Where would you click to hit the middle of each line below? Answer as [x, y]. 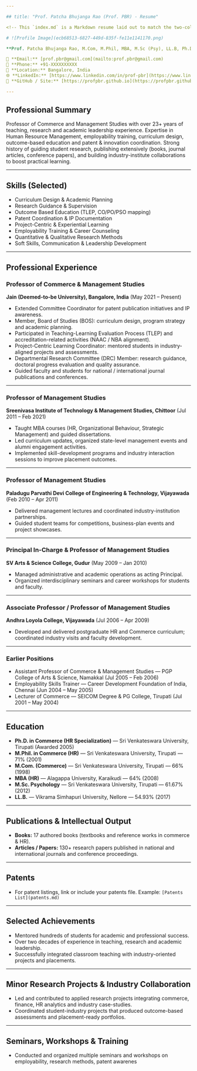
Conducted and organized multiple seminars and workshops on [91, 1055]
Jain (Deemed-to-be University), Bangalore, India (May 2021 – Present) [94, 297]
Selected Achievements [51, 921]
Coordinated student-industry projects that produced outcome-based [98, 1011]
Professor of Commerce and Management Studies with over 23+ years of [95, 124]
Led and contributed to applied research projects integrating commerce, [102, 998]
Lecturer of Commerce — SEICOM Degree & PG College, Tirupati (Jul [98, 697]
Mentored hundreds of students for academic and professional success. [102, 935]
